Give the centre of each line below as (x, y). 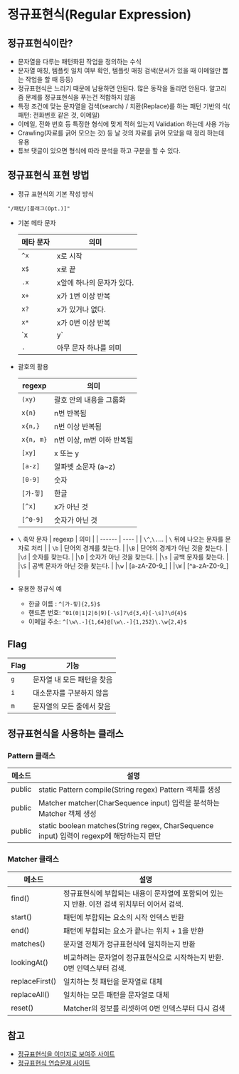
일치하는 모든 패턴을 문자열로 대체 (116, 995)
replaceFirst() (34, 981)
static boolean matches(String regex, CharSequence (126, 826)
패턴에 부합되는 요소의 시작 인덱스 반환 (124, 917)
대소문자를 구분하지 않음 (71, 693)
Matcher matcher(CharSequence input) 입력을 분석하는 (129, 803)
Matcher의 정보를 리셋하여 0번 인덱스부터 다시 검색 (144, 1008)
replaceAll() (30, 994)
